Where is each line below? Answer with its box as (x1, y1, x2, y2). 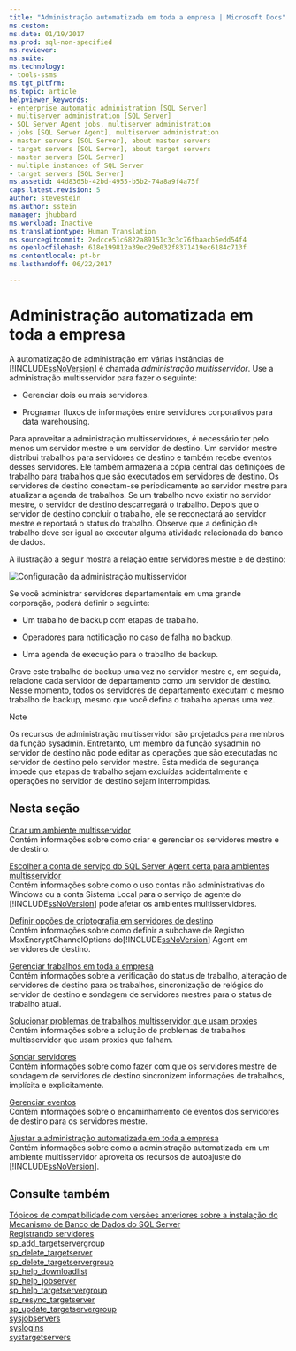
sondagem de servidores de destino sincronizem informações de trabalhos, (9, 1070, 285, 1080)
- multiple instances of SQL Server (9, 161, 144, 170)
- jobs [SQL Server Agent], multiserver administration (9, 128, 219, 137)
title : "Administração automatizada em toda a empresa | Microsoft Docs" (9, 12, 287, 22)
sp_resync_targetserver (9, 1294, 95, 1305)
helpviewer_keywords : (9, 95, 89, 104)
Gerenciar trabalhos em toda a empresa (9, 961, 155, 971)
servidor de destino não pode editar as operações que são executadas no (9, 747, 278, 757)
